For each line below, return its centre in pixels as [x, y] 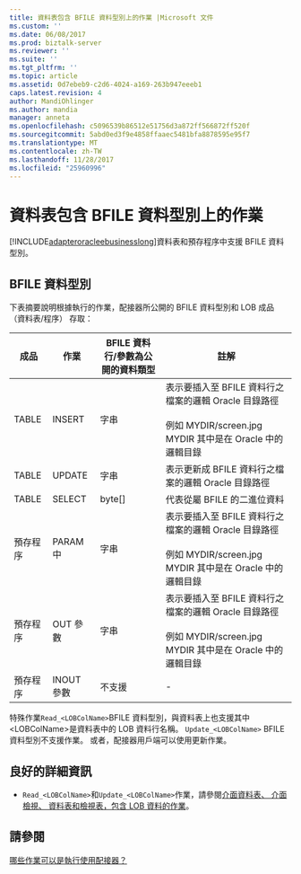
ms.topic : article [43, 76]
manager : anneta [39, 118]
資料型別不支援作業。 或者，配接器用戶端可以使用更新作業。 [120, 740]
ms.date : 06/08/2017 [48, 34]
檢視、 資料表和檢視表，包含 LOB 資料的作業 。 [108, 806]
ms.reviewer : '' [39, 51]
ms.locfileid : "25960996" [57, 168]
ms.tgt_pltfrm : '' [43, 68]
